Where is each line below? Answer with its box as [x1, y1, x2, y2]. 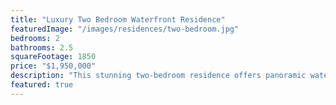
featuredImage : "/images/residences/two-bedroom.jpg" [10, 24, 240, 34]
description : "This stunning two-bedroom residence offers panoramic [10, 71, 307, 81]
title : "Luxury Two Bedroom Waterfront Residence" [10, 14, 226, 25]
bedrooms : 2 [10, 33, 60, 43]
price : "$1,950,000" [10, 61, 97, 71]
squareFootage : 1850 [10, 52, 97, 62]
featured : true [10, 80, 74, 90]
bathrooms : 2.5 [10, 42, 74, 53]
